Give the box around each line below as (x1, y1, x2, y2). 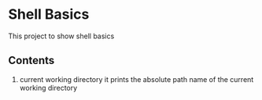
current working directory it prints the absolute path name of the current (19, 74, 254, 84)
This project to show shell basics (8, 31, 115, 41)
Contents (8, 54, 55, 67)
